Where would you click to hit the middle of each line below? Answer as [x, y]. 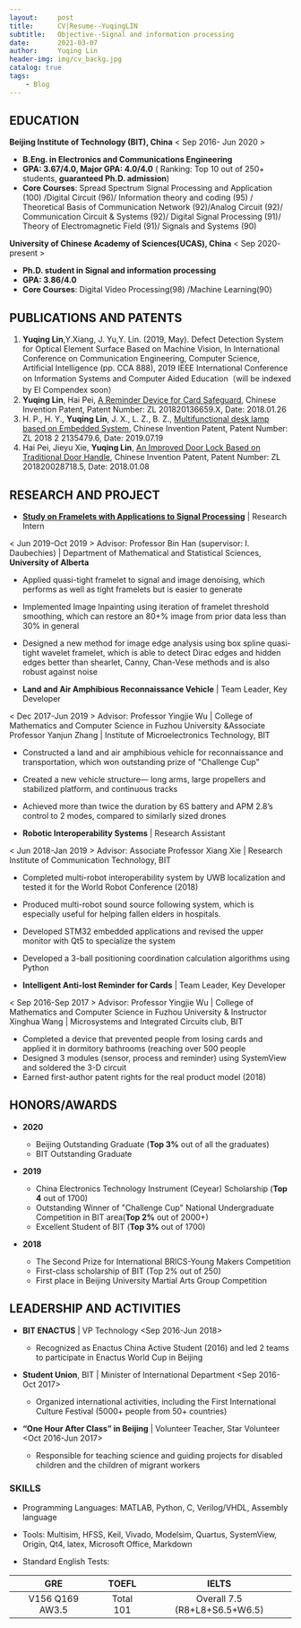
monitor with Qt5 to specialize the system [99, 941]
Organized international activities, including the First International [155, 1401]
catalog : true [36, 68]
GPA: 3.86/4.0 [50, 280]
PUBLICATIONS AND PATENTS [96, 318]
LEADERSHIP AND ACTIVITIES [95, 1309]
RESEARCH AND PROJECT [85, 495]
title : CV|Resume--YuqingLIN [74, 26]
